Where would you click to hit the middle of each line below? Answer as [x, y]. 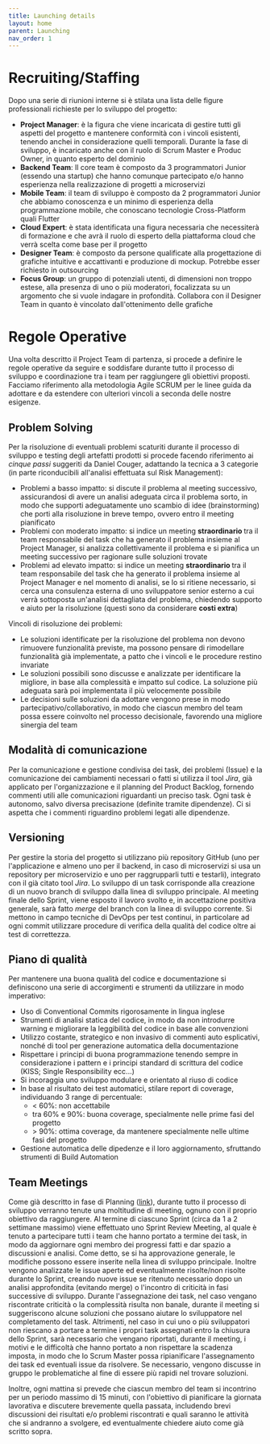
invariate [35, 665]
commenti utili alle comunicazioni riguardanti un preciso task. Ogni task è [130, 795]
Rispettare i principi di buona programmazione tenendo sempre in [129, 1054]
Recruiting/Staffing [74, 78]
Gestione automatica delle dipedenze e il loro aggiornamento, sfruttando [140, 1148]
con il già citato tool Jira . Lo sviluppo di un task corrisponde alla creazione [132, 882]
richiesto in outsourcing [59, 270]
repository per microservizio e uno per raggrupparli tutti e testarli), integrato [135, 874]
